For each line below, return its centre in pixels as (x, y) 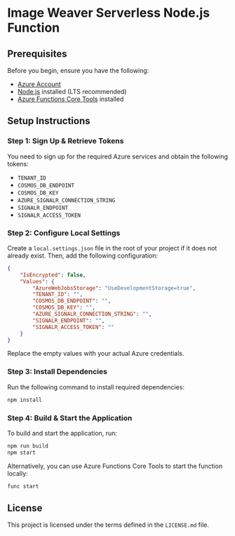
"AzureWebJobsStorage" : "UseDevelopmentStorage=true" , (114, 288)
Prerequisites (37, 54)
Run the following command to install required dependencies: (96, 387)
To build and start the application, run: (62, 433)
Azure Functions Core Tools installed (70, 99)
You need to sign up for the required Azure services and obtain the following (117, 156)
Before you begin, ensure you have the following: (78, 71)
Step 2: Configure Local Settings (64, 233)
